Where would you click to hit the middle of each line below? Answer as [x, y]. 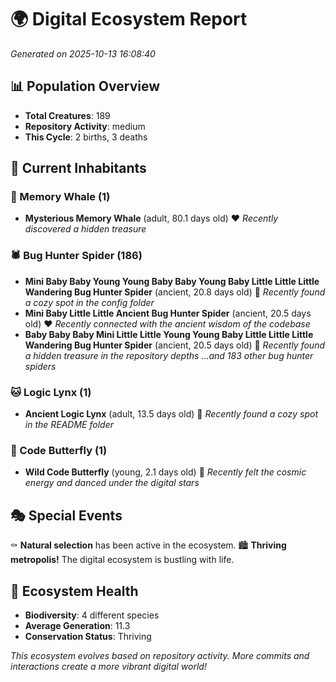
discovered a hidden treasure [85, 229]
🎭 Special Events [66, 515]
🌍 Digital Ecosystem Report [129, 19]
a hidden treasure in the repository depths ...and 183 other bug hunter [169, 355]
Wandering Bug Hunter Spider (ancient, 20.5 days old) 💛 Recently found [175, 345]
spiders [40, 366]
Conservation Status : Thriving [88, 636]
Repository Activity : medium [85, 126]
